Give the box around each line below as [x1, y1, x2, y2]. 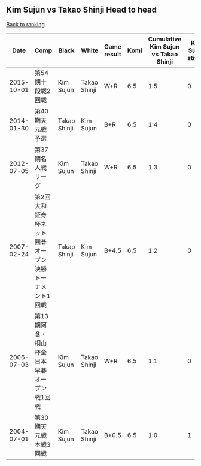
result [104, 50, 121, 58]
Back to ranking [6, 20, 45, 28]
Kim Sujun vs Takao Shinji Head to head [6, 5, 157, 15]
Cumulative [148, 35, 182, 43]
